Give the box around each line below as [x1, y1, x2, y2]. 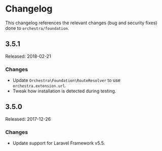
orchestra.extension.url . [12, 83, 67, 89]
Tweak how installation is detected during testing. [12, 88, 116, 94]
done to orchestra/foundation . [5, 25, 69, 31]
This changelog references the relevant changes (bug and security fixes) [5, 20, 157, 26]
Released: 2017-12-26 [5, 116, 51, 122]
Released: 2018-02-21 [5, 53, 52, 59]
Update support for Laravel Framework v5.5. [12, 140, 105, 146]
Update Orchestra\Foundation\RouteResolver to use [12, 77, 120, 83]
